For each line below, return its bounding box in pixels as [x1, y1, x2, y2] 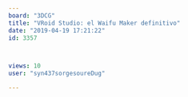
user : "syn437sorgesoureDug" [8, 69, 106, 78]
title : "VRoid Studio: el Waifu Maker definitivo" [8, 19, 181, 27]
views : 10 [8, 62, 42, 70]
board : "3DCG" [8, 11, 56, 20]
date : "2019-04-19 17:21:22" [8, 26, 106, 34]
